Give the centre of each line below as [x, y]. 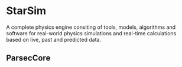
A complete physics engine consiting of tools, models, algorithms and [91, 27]
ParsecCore [28, 58]
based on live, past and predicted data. [54, 39]
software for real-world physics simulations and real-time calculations [91, 33]
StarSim [26, 11]
